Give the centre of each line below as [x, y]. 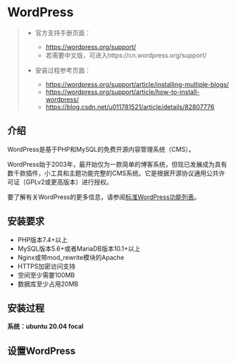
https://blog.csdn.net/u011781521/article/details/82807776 [130, 107]
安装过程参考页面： [63, 70]
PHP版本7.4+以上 [43, 239]
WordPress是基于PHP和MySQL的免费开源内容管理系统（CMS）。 [101, 149]
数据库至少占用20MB [48, 284]
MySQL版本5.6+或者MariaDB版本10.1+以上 [79, 249]
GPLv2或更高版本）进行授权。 [69, 181]
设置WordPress [42, 351]
